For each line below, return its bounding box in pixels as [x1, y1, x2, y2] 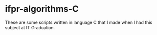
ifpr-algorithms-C [5, 3, 79, 15]
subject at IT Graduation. [5, 24, 55, 30]
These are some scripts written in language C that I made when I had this [5, 19, 153, 25]
